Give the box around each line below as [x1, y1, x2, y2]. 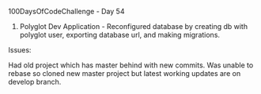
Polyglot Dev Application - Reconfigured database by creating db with [19, 22, 248, 31]
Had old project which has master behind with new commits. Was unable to [8, 60, 254, 70]
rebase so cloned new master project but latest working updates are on [8, 69, 241, 78]
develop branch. [8, 78, 62, 86]
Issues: [8, 45, 32, 54]
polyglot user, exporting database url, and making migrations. [19, 31, 220, 39]
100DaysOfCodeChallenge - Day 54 [8, 7, 125, 16]
